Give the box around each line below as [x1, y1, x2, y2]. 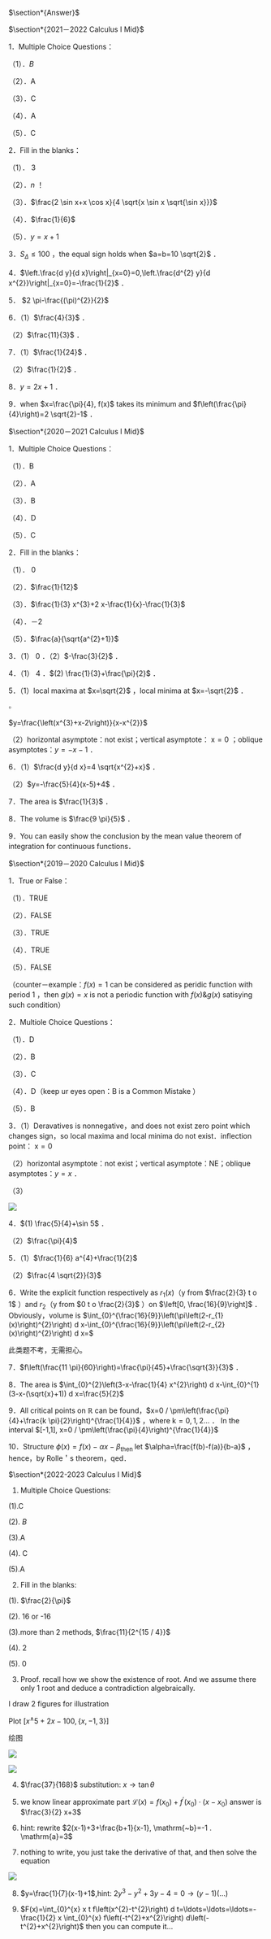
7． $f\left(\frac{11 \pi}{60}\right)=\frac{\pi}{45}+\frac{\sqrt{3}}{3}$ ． [8, 1362, 243, 1372]
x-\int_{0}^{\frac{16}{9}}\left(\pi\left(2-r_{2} [80, 1320, 226, 1330]
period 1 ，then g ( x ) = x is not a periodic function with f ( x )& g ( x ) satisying [8, 989, 253, 1000]
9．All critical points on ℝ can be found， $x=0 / [8, 1405, 169, 1415]
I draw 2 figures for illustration [8, 1699, 110, 1709]
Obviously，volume [8, 1310, 74, 1321]
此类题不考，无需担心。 [8, 1345, 87, 1355]
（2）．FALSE [8, 910, 53, 920]
